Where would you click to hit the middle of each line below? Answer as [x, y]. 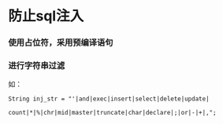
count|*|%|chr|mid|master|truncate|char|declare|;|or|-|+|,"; [112, 113]
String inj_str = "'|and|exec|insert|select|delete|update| [109, 99]
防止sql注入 [46, 16]
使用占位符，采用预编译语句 [61, 42]
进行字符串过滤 [37, 66]
